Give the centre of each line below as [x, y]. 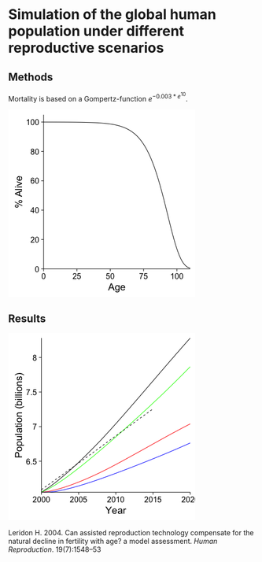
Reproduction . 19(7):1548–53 [55, 549]
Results [27, 318]
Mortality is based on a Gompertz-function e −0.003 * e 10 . [98, 97]
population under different [96, 31]
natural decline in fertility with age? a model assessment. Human [113, 542]
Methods [31, 77]
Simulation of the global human [112, 15]
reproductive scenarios [86, 48]
